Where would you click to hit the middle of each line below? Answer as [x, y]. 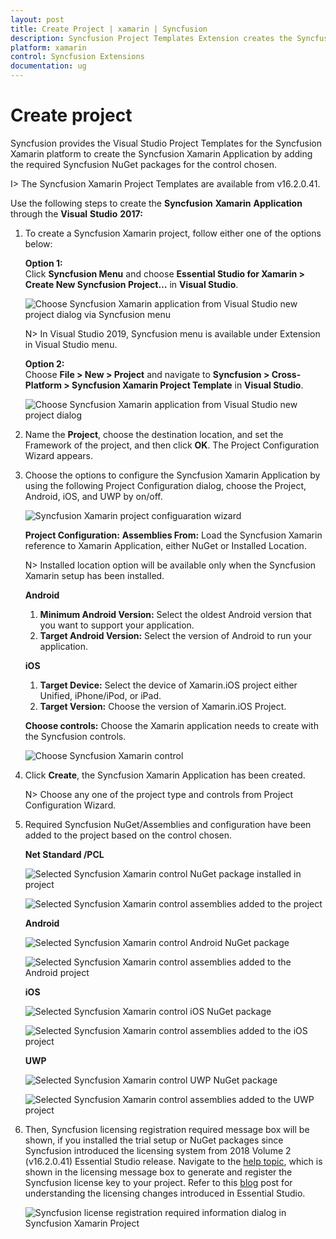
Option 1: [43, 263]
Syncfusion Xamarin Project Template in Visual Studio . [187, 385]
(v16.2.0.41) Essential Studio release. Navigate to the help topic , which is [173, 1161]
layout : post [37, 19]
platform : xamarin [48, 47]
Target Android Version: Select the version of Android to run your [176, 635]
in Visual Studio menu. [71, 344]
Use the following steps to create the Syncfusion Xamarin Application [156, 203]
